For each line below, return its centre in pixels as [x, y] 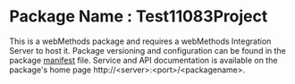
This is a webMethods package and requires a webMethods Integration [140, 41]
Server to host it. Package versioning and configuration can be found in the [147, 50]
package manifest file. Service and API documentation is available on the [143, 60]
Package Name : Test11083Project [139, 17]
